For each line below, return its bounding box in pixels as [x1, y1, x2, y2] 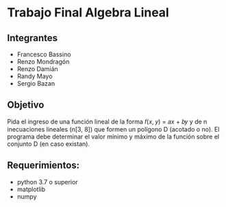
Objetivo [7, 99, 45, 111]
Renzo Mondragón [16, 58, 70, 66]
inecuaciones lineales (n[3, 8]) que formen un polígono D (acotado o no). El [7, 125, 220, 133]
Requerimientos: [7, 160, 80, 171]
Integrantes [7, 32, 58, 44]
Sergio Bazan [16, 80, 55, 87]
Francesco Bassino [16, 50, 71, 58]
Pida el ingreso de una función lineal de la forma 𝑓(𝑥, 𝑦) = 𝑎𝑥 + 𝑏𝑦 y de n [7, 117, 208, 125]
